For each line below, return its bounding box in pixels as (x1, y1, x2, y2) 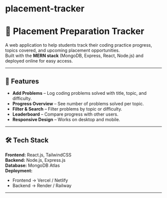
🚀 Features (5, 77, 39, 85)
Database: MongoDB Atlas (5, 162, 60, 168)
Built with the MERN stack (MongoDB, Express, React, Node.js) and (5, 53, 144, 59)
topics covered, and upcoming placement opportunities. (5, 48, 120, 54)
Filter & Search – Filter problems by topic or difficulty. (12, 106, 123, 112)
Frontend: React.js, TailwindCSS (5, 152, 72, 158)
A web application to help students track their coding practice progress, (5, 42, 153, 48)
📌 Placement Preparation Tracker (5, 26, 145, 37)
